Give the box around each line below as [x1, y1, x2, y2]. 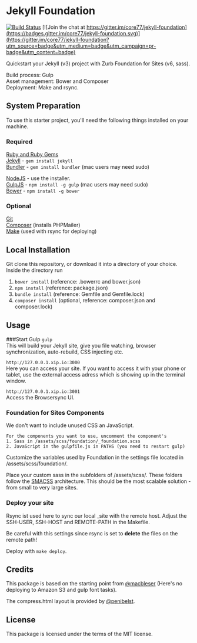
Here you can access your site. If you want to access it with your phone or [6, 365, 186, 372]
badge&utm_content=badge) [6, 48, 76, 55]
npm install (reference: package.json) [14, 284, 108, 292]
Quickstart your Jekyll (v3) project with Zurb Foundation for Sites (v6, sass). [6, 60, 191, 67]
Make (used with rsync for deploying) [6, 228, 97, 235]
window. [6, 377, 26, 384]
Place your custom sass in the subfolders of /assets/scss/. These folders [6, 472, 182, 479]
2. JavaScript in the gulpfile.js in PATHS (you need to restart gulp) [6, 444, 185, 449]
